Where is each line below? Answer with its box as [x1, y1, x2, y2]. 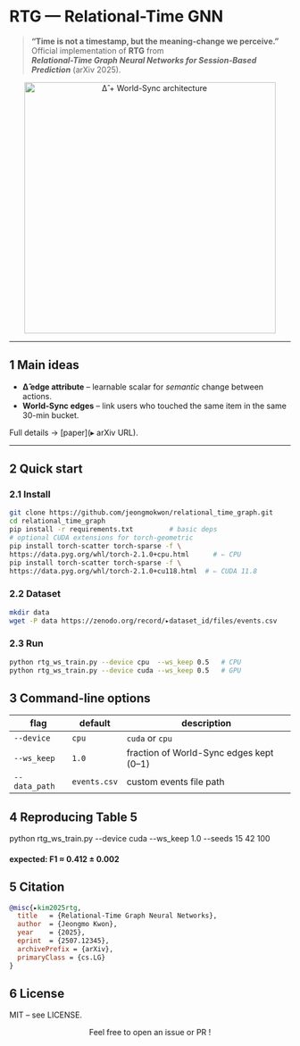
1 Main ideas [9, 357, 80, 372]
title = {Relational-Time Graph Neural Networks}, [17, 911, 218, 921]
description [181, 717, 232, 730]
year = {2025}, [17, 928, 87, 937]
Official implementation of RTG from [30, 45, 164, 55]
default [79, 717, 111, 730]
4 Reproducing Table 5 [9, 809, 138, 824]
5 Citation [9, 880, 65, 895]
